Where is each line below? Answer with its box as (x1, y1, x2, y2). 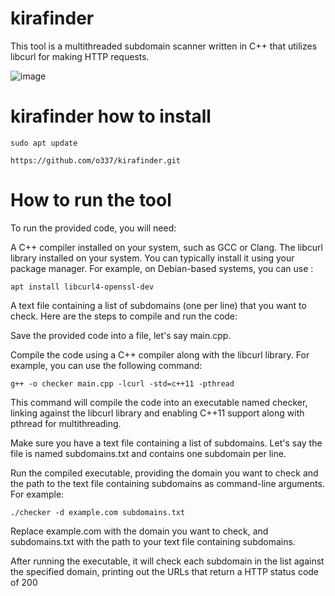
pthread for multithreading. (10, 417, 122, 429)
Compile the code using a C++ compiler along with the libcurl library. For (10, 348, 310, 361)
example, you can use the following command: (10, 359, 203, 371)
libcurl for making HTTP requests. (10, 50, 150, 62)
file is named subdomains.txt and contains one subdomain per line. (10, 447, 287, 459)
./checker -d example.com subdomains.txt (10, 507, 186, 517)
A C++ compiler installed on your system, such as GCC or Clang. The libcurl (10, 241, 323, 253)
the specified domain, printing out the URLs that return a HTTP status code (10, 565, 320, 577)
